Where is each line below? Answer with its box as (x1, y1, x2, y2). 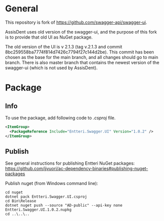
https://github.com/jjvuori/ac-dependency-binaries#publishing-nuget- (5, 166, 148, 172)
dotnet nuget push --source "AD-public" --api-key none (5, 203, 123, 208)
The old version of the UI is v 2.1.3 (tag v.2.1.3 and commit (5, 44, 123, 49)
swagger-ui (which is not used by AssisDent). (5, 65, 98, 71)
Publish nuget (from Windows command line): (5, 180, 98, 186)
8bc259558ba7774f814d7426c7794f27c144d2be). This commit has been (5, 49, 154, 55)
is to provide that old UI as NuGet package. (5, 34, 93, 40)
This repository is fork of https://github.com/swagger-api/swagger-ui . (5, 19, 147, 25)
